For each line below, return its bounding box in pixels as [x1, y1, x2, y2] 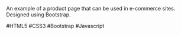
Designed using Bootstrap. [6, 11, 71, 18]
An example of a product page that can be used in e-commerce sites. [6, 5, 176, 12]
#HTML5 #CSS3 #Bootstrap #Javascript [6, 23, 105, 29]
